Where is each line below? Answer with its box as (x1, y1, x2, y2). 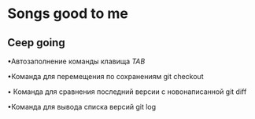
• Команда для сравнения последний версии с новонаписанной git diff (7, 87, 247, 96)
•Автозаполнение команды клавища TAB (7, 56, 146, 66)
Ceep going (7, 36, 65, 49)
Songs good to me (7, 5, 129, 23)
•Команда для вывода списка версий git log (7, 103, 157, 111)
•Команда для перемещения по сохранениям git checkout (7, 72, 204, 81)
